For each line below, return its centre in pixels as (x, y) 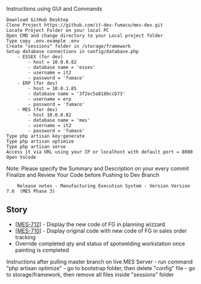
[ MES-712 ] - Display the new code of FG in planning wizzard (90, 224)
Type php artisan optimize (40, 141)
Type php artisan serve (36, 147)
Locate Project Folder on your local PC (58, 30)
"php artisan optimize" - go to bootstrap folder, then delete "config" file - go (101, 268)
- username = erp (49, 99)
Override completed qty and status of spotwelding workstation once (100, 244)
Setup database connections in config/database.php (72, 51)
